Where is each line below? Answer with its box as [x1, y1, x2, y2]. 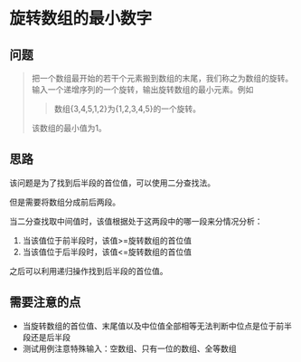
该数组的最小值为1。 [31, 123, 107, 133]
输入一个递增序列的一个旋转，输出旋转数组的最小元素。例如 [31, 84, 254, 95]
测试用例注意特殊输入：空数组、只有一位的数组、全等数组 [22, 343, 237, 354]
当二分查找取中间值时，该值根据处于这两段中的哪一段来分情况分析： [9, 215, 263, 226]
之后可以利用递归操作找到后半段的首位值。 [9, 265, 168, 276]
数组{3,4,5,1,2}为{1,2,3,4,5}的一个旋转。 [53, 103, 202, 114]
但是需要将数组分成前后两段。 [9, 196, 120, 207]
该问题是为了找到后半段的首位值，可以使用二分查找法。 [9, 177, 215, 188]
